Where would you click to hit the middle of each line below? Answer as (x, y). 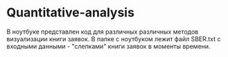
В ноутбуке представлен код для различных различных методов (103, 32)
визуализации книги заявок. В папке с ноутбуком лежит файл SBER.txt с (114, 38)
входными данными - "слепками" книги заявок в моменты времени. (108, 46)
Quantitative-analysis (70, 13)
